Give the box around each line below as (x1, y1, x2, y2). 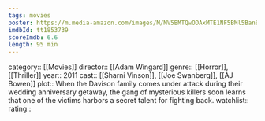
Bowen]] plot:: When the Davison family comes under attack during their (8, 79, 243, 89)
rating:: (8, 104, 32, 114)
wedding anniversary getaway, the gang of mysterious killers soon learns (8, 87, 246, 97)
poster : (8, 19, 34, 27)
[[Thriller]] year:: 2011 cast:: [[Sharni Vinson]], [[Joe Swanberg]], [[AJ (8, 71, 234, 80)
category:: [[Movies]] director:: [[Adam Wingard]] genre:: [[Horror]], (8, 62, 229, 71)
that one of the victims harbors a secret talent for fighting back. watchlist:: (8, 96, 250, 105)
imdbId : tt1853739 (8, 26, 69, 34)
